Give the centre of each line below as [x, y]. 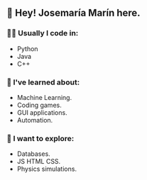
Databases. [33, 154]
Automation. [35, 120]
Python [27, 49]
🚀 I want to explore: [40, 138]
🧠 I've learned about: [43, 82]
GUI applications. [42, 112]
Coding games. [39, 105]
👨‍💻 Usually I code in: [43, 33]
